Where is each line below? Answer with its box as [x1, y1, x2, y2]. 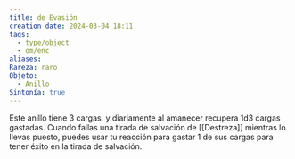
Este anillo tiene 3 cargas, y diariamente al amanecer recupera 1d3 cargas [9, 113, 281, 123]
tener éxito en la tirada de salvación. [9, 140, 143, 152]
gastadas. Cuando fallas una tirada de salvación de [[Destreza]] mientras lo [9, 121, 287, 132]
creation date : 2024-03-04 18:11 [9, 21, 134, 30]
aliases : [9, 54, 42, 63]
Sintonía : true [9, 88, 66, 96]
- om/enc [17, 46, 50, 55]
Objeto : [9, 71, 38, 80]
